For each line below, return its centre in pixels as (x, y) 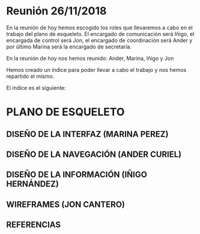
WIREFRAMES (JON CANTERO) (65, 204)
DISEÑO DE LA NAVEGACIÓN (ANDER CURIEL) (94, 154)
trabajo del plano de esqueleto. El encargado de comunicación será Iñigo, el (100, 34)
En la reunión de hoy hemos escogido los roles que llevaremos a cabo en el (100, 28)
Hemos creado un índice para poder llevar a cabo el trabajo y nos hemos (96, 69)
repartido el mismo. (30, 76)
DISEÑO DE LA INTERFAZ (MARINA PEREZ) (87, 134)
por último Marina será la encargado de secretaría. (69, 47)
